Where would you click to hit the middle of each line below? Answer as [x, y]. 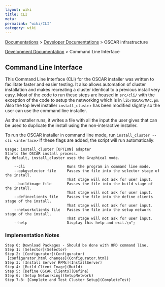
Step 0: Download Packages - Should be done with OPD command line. [77, 246]
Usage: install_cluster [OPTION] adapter [48, 149]
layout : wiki [18, 10]
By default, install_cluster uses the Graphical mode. [63, 158]
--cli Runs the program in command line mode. [82, 166]
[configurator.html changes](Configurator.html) [58, 258]
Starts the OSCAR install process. [42, 154]
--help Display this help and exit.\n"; [75, 223]
